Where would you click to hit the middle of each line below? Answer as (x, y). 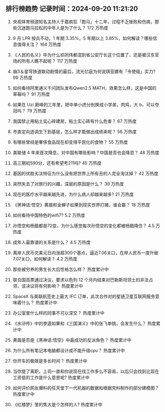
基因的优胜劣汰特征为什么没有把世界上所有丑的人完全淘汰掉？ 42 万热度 (85, 173)
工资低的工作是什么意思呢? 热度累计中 (51, 377)
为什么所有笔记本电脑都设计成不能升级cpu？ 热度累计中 (69, 350)
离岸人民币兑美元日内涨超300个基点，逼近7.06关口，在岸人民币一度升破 (85, 253)
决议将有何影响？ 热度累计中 (54, 286)
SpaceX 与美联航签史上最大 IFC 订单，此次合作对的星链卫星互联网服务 (84, 296)
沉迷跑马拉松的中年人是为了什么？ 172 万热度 (63, 28)
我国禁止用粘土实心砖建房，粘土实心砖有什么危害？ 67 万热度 (75, 121)
